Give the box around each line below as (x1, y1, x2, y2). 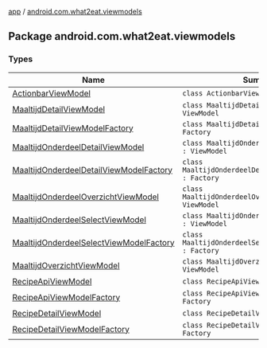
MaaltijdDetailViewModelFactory (12, 123, 133, 134)
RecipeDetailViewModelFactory (12, 323, 130, 334)
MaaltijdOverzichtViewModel (12, 260, 121, 271)
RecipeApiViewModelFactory (12, 291, 121, 303)
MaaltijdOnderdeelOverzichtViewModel (12, 191, 159, 202)
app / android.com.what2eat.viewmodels (8, 7, 143, 16)
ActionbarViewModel (12, 88, 91, 99)
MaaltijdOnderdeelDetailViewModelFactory (12, 164, 173, 175)
